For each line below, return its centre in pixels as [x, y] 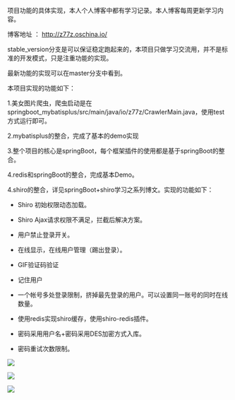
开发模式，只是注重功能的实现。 [66, 58]
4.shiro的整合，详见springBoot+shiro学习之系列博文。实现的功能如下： [110, 190]
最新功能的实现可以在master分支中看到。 [67, 73]
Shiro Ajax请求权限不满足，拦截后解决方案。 [82, 220]
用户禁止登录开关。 [46, 235]
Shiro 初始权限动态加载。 [54, 205]
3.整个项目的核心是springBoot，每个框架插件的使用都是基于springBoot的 [113, 151]
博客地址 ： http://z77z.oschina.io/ [58, 34]
